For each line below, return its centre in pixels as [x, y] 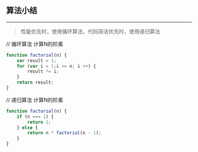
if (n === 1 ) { [35, 117]
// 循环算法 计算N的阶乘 [35, 44]
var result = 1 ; [37, 61]
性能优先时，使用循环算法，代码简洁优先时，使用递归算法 [90, 31]
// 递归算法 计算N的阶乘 [35, 100]
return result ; [35, 82]
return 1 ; [39, 122]
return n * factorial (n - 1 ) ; [64, 133]
